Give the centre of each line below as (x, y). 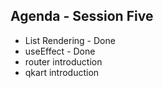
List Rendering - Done (70, 40)
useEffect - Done (60, 51)
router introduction (63, 61)
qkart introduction (62, 72)
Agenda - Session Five (82, 16)
